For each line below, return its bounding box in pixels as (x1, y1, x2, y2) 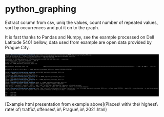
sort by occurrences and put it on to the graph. (5, 24, 99, 30)
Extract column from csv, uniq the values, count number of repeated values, (5, 19, 158, 25)
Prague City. (5, 44, 30, 50)
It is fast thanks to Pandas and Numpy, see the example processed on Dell (5, 34, 155, 40)
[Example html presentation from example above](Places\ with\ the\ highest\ (5, 101, 158, 107)
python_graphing (5, 3, 77, 15)
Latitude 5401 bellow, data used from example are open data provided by (5, 39, 152, 45)
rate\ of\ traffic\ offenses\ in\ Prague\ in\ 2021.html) (5, 106, 107, 112)
